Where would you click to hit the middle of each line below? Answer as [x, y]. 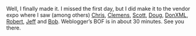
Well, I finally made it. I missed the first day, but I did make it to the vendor [98, 9]
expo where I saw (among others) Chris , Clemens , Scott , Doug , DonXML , [97, 15]
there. [14, 28]
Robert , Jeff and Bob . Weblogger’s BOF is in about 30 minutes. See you [95, 21]
